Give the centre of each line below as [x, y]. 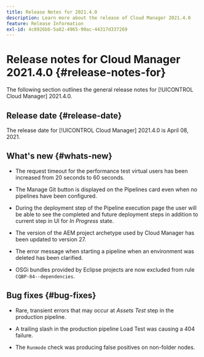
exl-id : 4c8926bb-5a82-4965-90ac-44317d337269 [67, 29]
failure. [24, 335]
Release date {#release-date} [64, 115]
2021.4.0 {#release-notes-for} [86, 73]
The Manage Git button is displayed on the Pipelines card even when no [106, 189]
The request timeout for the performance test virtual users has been [101, 171]
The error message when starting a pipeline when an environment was [105, 251]
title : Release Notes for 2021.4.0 [52, 12]
